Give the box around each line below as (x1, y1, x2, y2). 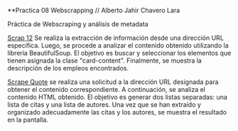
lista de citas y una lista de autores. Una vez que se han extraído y (7, 100, 201, 109)
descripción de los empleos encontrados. (7, 64, 129, 72)
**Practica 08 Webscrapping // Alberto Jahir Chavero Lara (7, 6, 180, 14)
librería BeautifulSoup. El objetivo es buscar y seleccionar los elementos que (7, 49, 232, 57)
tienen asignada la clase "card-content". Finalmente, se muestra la (7, 56, 202, 65)
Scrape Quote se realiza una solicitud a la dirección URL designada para (7, 78, 219, 86)
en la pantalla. (7, 115, 48, 124)
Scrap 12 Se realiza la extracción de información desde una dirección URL (7, 33, 224, 42)
